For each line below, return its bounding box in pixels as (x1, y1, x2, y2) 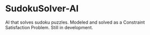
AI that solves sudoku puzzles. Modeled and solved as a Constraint (5, 19, 145, 25)
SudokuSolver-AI (5, 3, 79, 14)
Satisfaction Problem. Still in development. (5, 24, 93, 30)
